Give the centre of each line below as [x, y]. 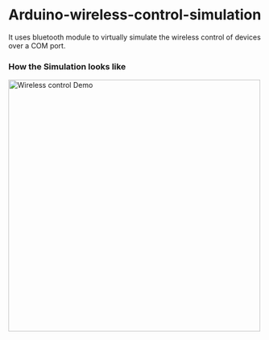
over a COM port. [37, 45]
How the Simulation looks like [67, 66]
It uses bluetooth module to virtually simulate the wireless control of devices [135, 37]
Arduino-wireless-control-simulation [135, 15]
